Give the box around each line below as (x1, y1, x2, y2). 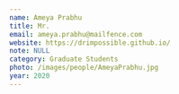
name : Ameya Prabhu (9, 13, 83, 22)
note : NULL (9, 47, 50, 56)
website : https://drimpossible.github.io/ (9, 38, 171, 47)
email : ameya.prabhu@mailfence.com (9, 30, 143, 38)
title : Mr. (9, 21, 50, 30)
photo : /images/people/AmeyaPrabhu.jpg (9, 64, 159, 73)
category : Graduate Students (9, 55, 119, 64)
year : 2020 (9, 72, 50, 81)
